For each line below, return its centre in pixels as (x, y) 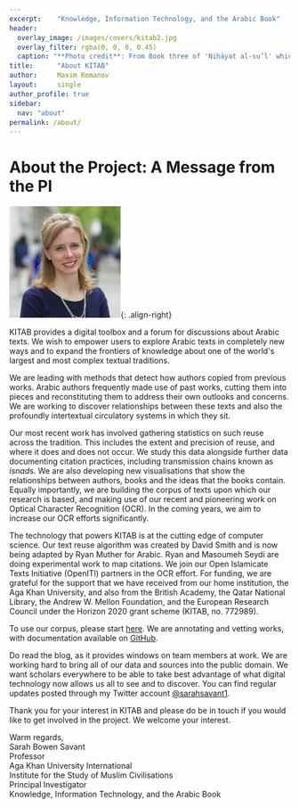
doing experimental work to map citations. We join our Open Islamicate (139, 564)
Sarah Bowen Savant (48, 747)
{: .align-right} (146, 315)
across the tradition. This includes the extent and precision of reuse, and (142, 442)
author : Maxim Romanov (59, 76)
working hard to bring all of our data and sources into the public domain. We (149, 665)
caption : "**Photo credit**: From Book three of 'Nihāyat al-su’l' (145, 57)
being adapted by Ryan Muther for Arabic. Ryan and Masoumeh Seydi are (144, 555)
